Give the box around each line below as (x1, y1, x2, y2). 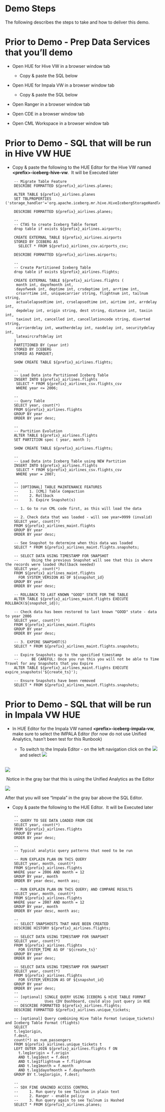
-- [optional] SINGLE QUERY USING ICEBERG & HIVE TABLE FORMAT (14, 994, 146, 999)
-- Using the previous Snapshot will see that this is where (14, 558, 153, 563)
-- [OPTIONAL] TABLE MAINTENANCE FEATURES (14, 484, 102, 489)
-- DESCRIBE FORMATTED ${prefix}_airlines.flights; (14, 1003, 122, 1008)
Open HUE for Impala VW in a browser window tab (12, 82, 114, 88)
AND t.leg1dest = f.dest (18, 1054, 69, 1060)
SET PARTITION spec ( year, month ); (14, 437, 91, 442)
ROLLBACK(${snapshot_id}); (5, 601, 60, 605)
